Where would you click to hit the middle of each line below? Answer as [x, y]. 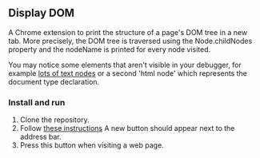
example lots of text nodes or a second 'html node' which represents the [128, 73]
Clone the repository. [54, 120]
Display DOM [41, 13]
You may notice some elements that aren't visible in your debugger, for [125, 65]
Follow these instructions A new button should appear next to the [127, 128]
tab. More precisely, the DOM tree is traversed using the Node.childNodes [130, 41]
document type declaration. [54, 81]
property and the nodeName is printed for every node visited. [110, 49]
